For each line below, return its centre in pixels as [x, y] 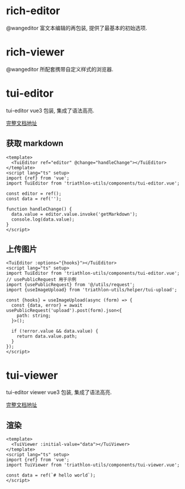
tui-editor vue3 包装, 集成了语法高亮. [50, 110]
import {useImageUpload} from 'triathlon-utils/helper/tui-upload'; [92, 290]
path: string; [34, 316]
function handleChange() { [39, 209]
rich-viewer [35, 52]
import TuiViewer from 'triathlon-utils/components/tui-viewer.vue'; [93, 465]
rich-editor [33, 11]
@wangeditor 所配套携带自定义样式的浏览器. [60, 69]
